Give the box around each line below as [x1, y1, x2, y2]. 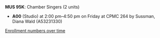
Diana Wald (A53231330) [12, 19, 62, 24]
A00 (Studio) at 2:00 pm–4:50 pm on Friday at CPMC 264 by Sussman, [12, 13, 156, 19]
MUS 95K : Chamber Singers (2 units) [5, 4, 80, 10]
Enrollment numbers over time [5, 28, 66, 33]
